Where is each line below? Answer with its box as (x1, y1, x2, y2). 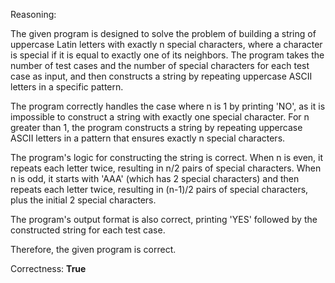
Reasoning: (10, 9, 57, 20)
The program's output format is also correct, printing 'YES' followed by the (10, 214, 318, 225)
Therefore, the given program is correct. (10, 244, 177, 255)
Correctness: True (10, 263, 87, 274)
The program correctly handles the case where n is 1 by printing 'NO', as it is (10, 100, 326, 112)
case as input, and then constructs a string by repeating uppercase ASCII (10, 70, 313, 82)
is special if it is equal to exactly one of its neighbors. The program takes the (10, 49, 325, 61)
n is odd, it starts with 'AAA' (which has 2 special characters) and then (10, 173, 300, 184)
